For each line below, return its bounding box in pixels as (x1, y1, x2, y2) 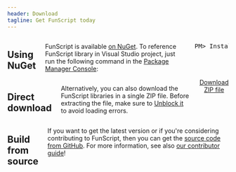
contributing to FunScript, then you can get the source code (47, 134, 221, 143)
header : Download (7, 10, 58, 17)
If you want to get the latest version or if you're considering (47, 127, 219, 135)
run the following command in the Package (45, 57, 169, 65)
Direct (7, 91, 35, 103)
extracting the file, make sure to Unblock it (60, 99, 184, 108)
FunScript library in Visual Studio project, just (45, 50, 176, 58)
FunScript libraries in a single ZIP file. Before (60, 92, 190, 100)
